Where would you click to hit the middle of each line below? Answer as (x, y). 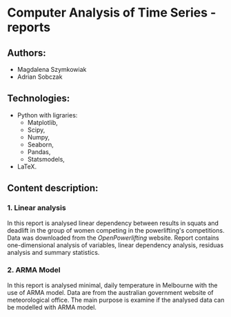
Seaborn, (40, 144)
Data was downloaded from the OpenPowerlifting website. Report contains (113, 238)
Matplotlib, (43, 122)
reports (29, 27)
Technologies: (39, 98)
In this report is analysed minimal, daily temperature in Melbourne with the (113, 285)
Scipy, (36, 130)
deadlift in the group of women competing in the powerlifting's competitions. (116, 230)
